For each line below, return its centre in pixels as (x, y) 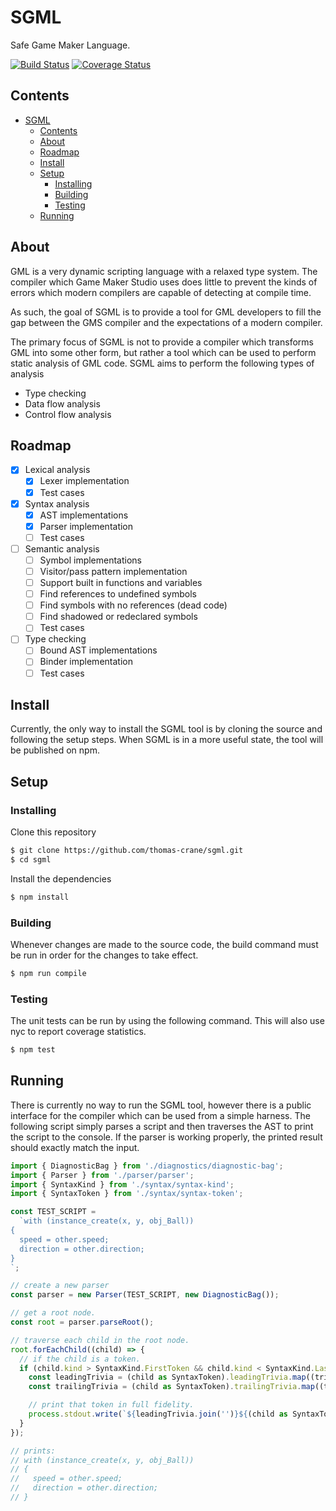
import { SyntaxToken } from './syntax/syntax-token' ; (127, 1194)
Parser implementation (86, 526)
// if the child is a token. (80, 1359)
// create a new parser (60, 1286)
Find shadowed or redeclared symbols (118, 617)
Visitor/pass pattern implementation (113, 571)
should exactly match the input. (75, 1147)
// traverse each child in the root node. (100, 1340)
